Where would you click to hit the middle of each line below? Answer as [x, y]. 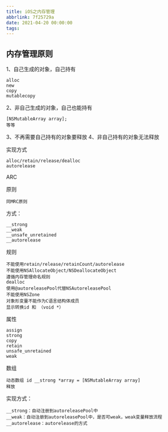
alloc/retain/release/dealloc [43, 161]
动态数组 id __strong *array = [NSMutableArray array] [73, 380]
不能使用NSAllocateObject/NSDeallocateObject [62, 271]
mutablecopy [21, 96]
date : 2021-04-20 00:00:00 [39, 23]
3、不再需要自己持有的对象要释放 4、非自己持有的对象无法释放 [83, 137]
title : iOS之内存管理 [30, 12]
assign [14, 331]
